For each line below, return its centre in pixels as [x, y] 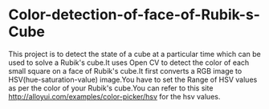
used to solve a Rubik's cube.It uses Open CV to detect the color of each [129, 63]
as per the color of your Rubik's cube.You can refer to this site [111, 88]
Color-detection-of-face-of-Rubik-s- [134, 15]
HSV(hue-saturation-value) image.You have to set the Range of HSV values [133, 79]
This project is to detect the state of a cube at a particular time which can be [134, 54]
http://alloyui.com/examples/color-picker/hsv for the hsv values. [114, 96]
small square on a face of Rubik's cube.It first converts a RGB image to [125, 71]
